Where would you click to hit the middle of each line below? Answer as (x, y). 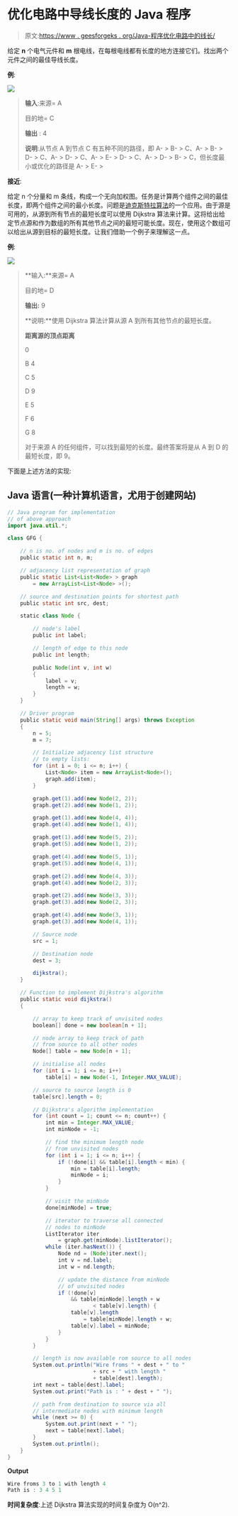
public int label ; (60, 636)
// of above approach (39, 519)
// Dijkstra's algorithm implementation (93, 1109)
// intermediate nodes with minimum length (98, 1411)
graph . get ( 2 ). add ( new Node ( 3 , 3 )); (85, 895)
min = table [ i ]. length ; (106, 1169)
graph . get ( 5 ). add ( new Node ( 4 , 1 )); (85, 863)
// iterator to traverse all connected (104, 1221)
